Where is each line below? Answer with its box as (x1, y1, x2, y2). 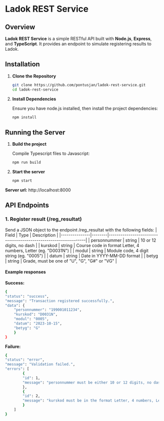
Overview (5, 23, 36, 31)
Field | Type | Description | (5, 232, 59, 238)
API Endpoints (5, 201, 49, 210)
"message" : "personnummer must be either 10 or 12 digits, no (22, 380, 152, 385)
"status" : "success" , (5, 294, 49, 299)
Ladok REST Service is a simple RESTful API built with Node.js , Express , (5, 36, 152, 41)
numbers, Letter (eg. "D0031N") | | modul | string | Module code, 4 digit (5, 248, 149, 253)
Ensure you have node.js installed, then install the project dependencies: (12, 105, 158, 111)
